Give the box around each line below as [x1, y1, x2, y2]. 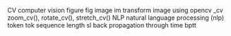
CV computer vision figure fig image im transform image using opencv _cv [7, 6, 224, 14]
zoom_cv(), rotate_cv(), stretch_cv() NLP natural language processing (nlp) [7, 13, 225, 22]
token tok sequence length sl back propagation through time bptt [7, 21, 196, 29]
